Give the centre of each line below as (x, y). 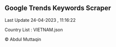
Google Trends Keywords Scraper (58, 8)
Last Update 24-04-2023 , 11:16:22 (40, 20)
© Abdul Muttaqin (23, 39)
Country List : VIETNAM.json (34, 30)
